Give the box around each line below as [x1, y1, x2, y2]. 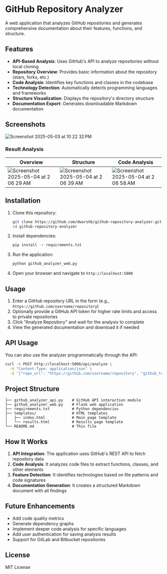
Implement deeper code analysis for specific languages [12, 526, 127, 532]
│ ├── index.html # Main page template [5, 415, 117, 420]
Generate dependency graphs [12, 520, 74, 526]
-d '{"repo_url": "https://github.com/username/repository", [9, 371, 139, 376]
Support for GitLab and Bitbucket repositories [12, 536, 106, 542]
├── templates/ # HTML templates [5, 411, 108, 416]
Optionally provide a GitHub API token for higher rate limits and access [12, 308, 157, 314]
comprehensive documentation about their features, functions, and [5, 25, 143, 31]
